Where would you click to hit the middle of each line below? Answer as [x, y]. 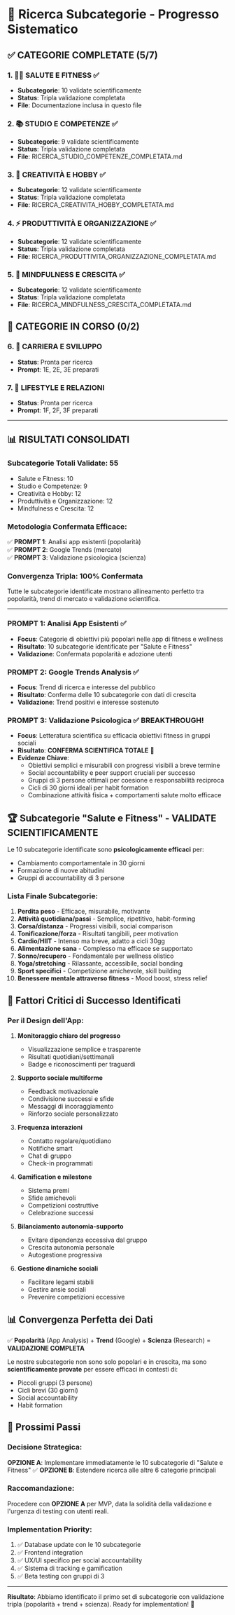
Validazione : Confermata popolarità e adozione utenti [95, 654]
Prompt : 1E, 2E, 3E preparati [58, 369]
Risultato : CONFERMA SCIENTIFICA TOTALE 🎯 [86, 750]
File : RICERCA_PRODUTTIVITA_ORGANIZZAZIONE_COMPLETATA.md [117, 256]
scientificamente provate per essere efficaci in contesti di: [93, 1369]
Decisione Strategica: [45, 1447]
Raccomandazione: [41, 1488]
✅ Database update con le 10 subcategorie [79, 1545]
